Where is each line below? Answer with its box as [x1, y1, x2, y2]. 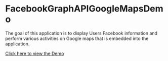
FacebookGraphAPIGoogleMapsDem [5, 3, 163, 14]
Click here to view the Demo [5, 50, 64, 56]
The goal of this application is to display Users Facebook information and [5, 30, 158, 36]
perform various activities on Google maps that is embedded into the [5, 35, 149, 41]
